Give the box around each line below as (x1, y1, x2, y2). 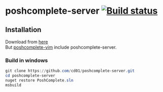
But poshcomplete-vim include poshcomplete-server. (5, 44, 117, 50)
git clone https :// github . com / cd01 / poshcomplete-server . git (5, 69, 135, 74)
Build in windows (5, 56, 48, 64)
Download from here (5, 39, 48, 45)
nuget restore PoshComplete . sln (5, 78, 73, 83)
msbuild (5, 82, 22, 87)
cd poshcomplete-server (5, 73, 56, 78)
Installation (5, 25, 42, 34)
